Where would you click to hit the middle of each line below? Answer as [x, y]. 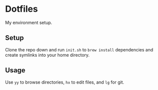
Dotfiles [21, 9]
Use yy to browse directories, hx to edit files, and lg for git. [65, 82]
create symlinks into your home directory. [47, 55]
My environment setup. [29, 22]
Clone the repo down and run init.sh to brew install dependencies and [79, 49]
